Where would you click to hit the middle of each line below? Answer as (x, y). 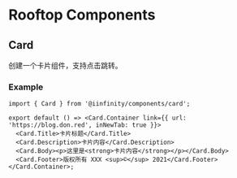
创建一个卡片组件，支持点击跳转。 (65, 65)
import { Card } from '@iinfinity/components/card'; (99, 104)
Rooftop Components (82, 15)
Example (26, 87)
